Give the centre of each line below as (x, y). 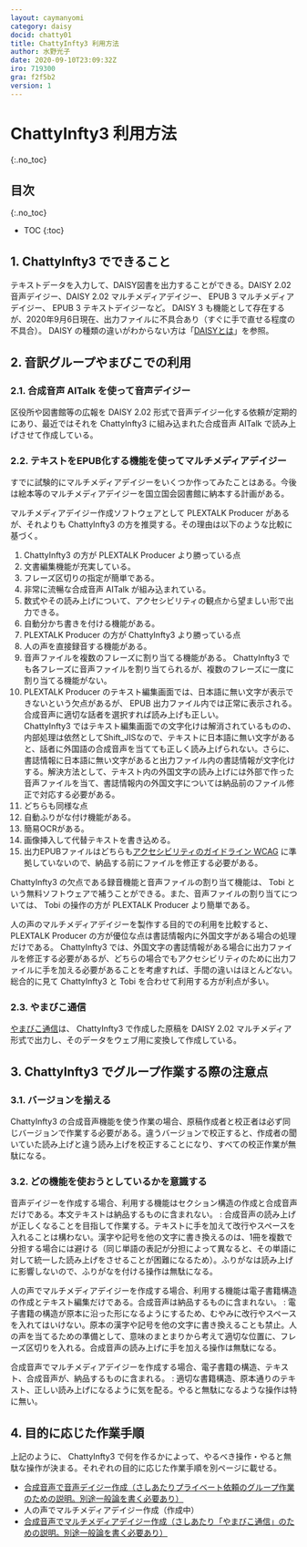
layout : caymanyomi (47, 18)
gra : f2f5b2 (33, 77)
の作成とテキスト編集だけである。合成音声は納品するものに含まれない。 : (148, 1302)
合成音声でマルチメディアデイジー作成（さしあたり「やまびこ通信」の (155, 1521)
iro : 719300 (33, 69)
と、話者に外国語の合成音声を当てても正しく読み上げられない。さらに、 (159, 749)
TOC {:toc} (44, 231)
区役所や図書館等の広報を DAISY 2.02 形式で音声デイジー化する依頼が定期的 (153, 412)
